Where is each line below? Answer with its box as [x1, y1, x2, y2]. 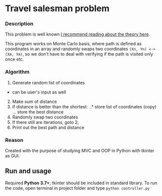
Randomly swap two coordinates [12, 114, 78, 120]
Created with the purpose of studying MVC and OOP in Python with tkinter [5, 148, 155, 154]
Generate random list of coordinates [12, 79, 85, 85]
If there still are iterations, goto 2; [12, 119, 79, 125]
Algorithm [5, 69, 30, 76]
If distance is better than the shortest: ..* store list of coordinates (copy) [12, 103, 157, 110]
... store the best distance [12, 109, 64, 115]
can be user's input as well [12, 89, 66, 95]
